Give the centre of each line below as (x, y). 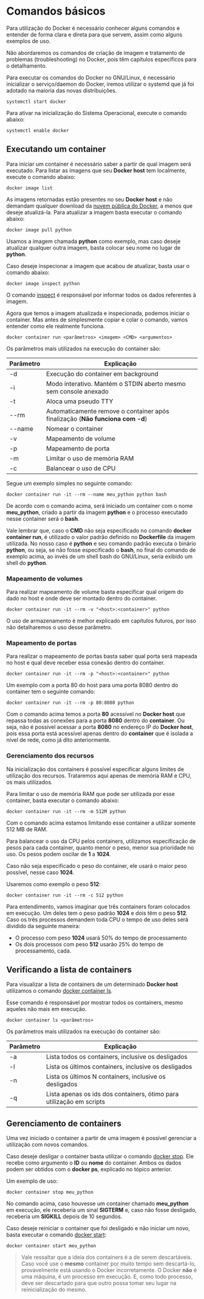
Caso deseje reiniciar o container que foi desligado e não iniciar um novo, (98, 1228)
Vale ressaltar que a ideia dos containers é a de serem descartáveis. (107, 1257)
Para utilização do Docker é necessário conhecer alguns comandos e (93, 28)
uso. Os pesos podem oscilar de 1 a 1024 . (59, 854)
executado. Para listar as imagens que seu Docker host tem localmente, (97, 170)
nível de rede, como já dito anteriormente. (59, 740)
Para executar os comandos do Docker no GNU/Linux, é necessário (91, 77)
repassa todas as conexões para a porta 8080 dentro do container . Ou (96, 720)
